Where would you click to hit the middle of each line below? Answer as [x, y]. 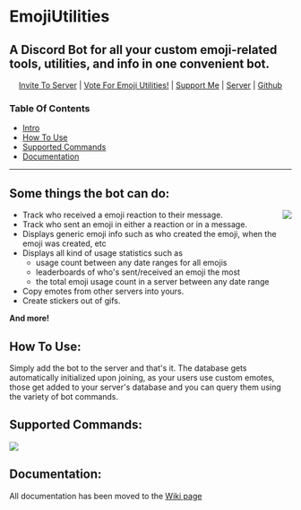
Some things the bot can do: [90, 193]
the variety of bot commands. [64, 396]
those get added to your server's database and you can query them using [146, 387]
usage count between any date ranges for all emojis [131, 263]
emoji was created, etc [64, 243]
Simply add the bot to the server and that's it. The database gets [129, 368]
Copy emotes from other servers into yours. [103, 291]
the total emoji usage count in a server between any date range [152, 282]
